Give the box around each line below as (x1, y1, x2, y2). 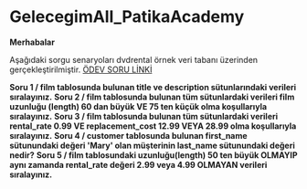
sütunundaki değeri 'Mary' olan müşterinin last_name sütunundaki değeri (9, 140, 295, 151)
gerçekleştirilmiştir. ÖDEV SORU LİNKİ (9, 64, 153, 75)
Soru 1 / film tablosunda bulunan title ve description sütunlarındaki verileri (9, 81, 297, 92)
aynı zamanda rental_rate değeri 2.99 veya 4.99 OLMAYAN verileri (9, 159, 268, 170)
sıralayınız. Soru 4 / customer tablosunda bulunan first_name (9, 130, 249, 141)
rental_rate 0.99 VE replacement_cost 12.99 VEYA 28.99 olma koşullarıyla (9, 121, 297, 131)
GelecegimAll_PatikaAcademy (9, 6, 245, 27)
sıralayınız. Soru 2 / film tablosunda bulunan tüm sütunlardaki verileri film (9, 91, 295, 102)
